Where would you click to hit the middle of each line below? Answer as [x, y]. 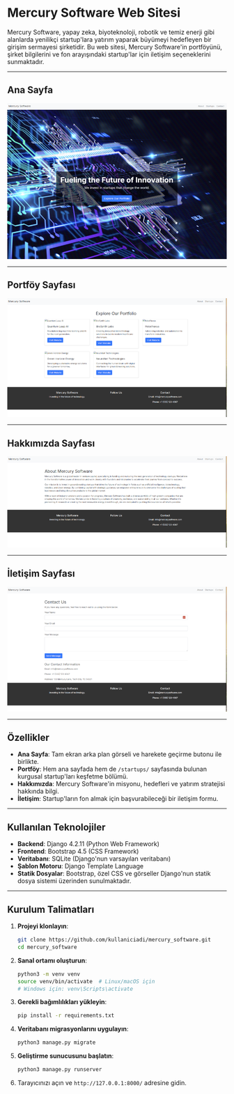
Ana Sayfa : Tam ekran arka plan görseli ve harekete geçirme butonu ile [119, 754]
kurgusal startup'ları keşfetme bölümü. [73, 776]
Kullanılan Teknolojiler [56, 827]
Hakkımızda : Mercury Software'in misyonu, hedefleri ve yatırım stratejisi [121, 784]
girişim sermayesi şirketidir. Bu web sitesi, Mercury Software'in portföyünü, [115, 47]
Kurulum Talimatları [51, 909]
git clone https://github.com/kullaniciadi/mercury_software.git [114, 940]
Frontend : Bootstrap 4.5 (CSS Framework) [78, 852]
